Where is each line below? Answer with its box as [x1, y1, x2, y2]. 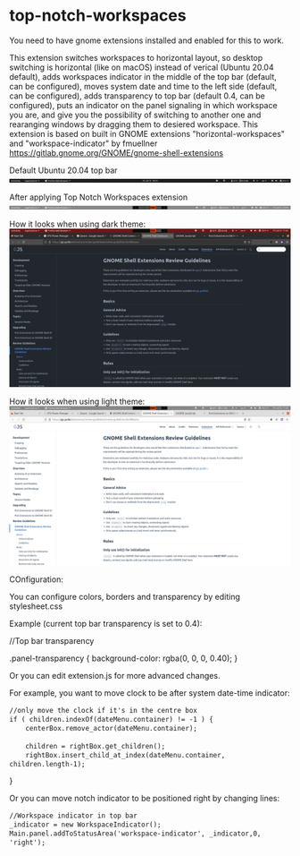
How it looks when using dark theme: [9, 218, 146, 229]
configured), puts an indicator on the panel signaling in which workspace [9, 99, 279, 110]
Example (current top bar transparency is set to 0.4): [9, 618, 203, 629]
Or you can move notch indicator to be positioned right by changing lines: [9, 792, 279, 803]
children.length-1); [9, 759, 87, 768]
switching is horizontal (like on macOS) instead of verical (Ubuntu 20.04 [9, 62, 274, 73]
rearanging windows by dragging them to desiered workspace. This [9, 118, 259, 130]
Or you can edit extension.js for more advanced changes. [9, 670, 221, 681]
